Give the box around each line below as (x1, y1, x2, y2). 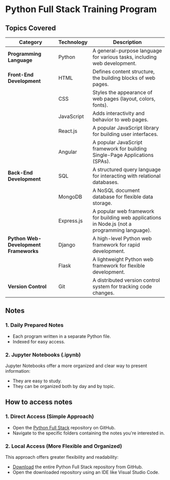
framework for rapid (92, 241, 140, 248)
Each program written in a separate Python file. (12, 333, 111, 339)
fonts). (92, 102, 108, 108)
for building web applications (92, 214, 161, 221)
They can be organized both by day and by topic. (12, 383, 115, 389)
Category (19, 39, 42, 46)
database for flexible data (92, 193, 153, 200)
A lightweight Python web (92, 256, 153, 263)
